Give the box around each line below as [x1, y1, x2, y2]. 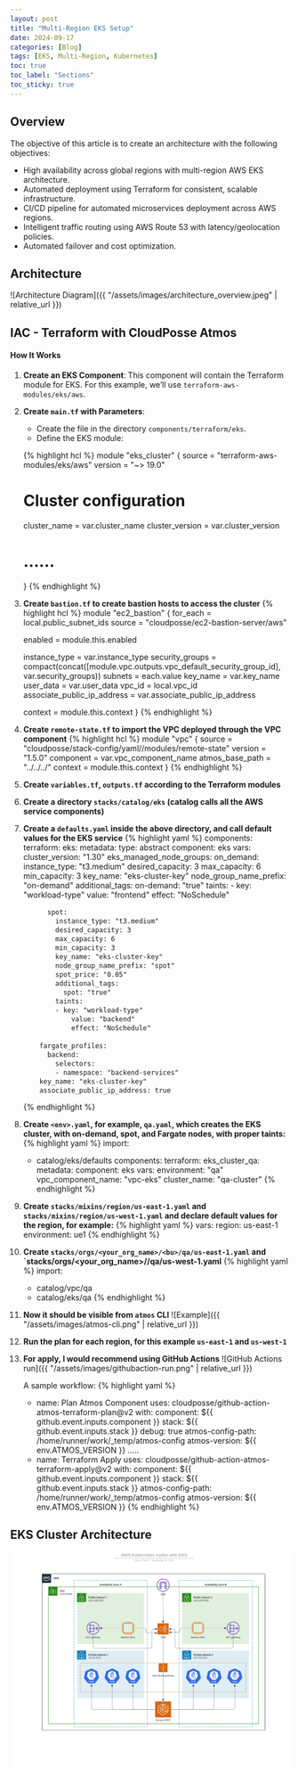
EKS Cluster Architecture [10, 1527, 152, 1543]
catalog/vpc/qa [36, 1282, 93, 1293]
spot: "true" [62, 987, 112, 997]
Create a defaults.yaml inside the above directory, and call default [22, 823, 272, 833]
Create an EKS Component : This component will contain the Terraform [22, 370, 284, 381]
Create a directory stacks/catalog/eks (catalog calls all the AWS [22, 796, 263, 806]
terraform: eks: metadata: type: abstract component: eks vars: [22, 842, 252, 853]
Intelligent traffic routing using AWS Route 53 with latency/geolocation [22, 221, 280, 232]
